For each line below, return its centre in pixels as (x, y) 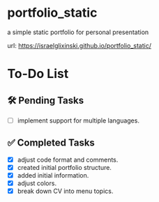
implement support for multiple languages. (78, 121)
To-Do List (38, 74)
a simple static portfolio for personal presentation (78, 32)
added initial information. (53, 175)
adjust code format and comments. (68, 160)
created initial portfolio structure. (64, 167)
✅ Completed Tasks (51, 143)
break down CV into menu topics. (65, 191)
